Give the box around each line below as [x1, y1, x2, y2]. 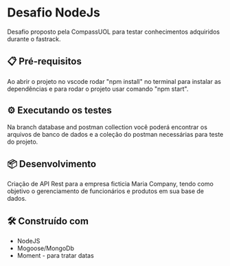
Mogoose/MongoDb [16, 244, 74, 252]
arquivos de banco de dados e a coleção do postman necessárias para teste [7, 130, 224, 138]
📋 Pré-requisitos [7, 56, 82, 67]
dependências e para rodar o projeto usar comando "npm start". [7, 85, 189, 93]
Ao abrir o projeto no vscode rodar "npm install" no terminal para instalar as [7, 77, 222, 85]
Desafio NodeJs [7, 5, 101, 21]
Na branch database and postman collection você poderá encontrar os [7, 122, 208, 131]
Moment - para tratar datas [16, 252, 94, 260]
